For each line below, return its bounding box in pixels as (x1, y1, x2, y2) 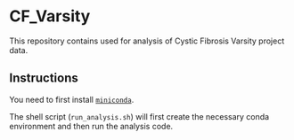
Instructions (9, 71, 78, 86)
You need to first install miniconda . (9, 94, 135, 105)
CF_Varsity (9, 6, 91, 27)
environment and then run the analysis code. (9, 121, 174, 131)
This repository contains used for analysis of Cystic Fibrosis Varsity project (9, 35, 285, 46)
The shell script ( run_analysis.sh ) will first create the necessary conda (9, 111, 270, 121)
